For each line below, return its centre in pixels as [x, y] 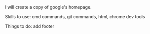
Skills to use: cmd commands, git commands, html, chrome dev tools [75, 17]
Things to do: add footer [30, 26]
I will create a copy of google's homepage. [49, 7]
